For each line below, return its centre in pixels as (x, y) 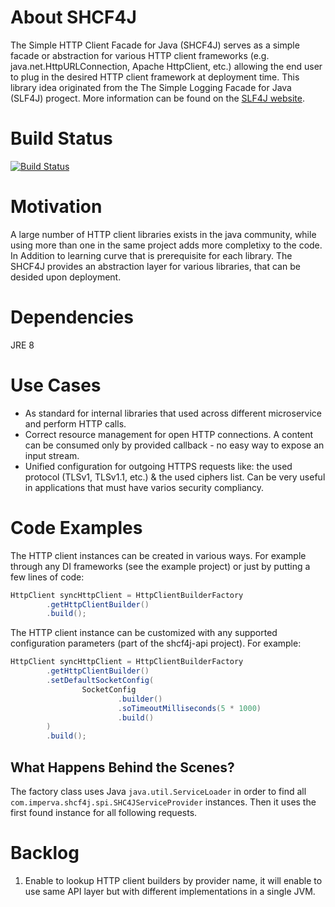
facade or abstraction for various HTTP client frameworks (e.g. (140, 55)
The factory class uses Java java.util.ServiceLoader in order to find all (158, 791)
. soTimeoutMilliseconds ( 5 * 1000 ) (189, 708)
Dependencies (72, 317)
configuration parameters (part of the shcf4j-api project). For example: (156, 643)
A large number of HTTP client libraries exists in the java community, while (163, 234)
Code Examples (76, 527)
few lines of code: (47, 577)
